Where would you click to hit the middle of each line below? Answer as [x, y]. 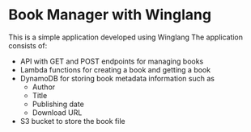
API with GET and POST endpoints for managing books [112, 61]
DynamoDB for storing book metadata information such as [117, 78]
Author [44, 87]
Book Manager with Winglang [110, 15]
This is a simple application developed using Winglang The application [126, 37]
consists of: [28, 45]
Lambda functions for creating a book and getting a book [115, 69]
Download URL [57, 112]
